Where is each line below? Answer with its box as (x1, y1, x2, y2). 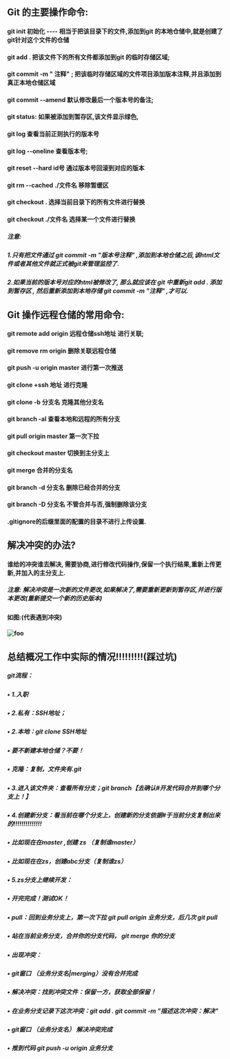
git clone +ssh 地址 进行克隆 (7, 381, 88, 389)
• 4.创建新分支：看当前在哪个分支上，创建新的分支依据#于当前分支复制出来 (7, 811, 220, 819)
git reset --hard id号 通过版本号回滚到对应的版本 (7, 164, 145, 172)
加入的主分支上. (21, 568, 66, 577)
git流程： (7, 671, 33, 680)
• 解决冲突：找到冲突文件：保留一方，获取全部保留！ (7, 988, 156, 996)
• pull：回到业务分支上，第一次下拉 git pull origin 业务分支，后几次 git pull (7, 913, 218, 921)
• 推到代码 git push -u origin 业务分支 (7, 1044, 114, 1052)
